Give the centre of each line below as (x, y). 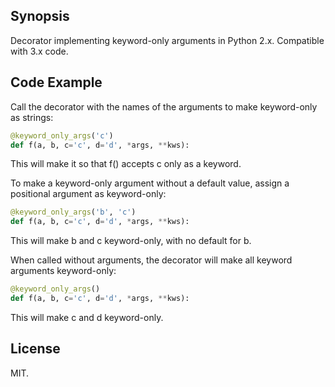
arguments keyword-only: (63, 271)
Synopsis (40, 16)
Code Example (56, 82)
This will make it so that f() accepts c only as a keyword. (126, 164)
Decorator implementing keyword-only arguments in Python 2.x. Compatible (167, 40)
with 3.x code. (39, 51)
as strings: (32, 117)
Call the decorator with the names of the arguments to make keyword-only (164, 106)
